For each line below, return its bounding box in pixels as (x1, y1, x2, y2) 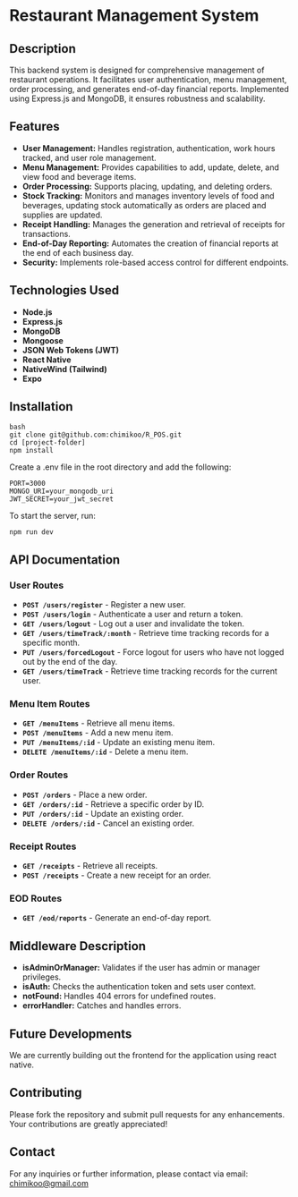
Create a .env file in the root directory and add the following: (9, 462, 232, 472)
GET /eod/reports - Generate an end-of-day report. (21, 913, 212, 923)
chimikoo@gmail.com (9, 1177, 89, 1188)
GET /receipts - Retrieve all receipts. (21, 861, 158, 871)
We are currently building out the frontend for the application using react (9, 1049, 277, 1060)
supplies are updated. (21, 209, 103, 220)
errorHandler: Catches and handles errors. (21, 1000, 182, 1011)
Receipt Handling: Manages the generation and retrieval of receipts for (21, 218, 285, 229)
